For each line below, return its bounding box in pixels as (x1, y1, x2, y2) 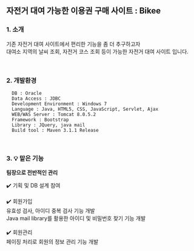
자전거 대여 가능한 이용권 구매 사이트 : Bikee (6, 5, 161, 16)
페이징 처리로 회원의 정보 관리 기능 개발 (6, 238, 99, 246)
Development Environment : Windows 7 (12, 100, 107, 107)
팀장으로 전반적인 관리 (6, 169, 58, 177)
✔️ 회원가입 (6, 198, 33, 205)
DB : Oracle (12, 90, 42, 96)
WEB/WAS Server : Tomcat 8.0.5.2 (12, 111, 96, 117)
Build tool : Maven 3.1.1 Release (12, 127, 99, 133)
